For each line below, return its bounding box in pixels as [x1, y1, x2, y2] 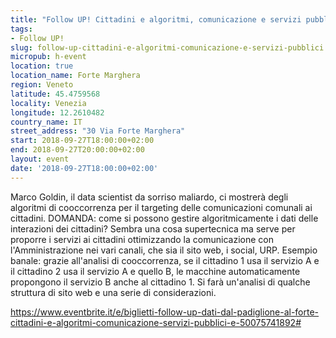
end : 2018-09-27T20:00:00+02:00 [10, 145, 145, 155]
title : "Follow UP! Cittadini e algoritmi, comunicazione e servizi [10, 14, 302, 25]
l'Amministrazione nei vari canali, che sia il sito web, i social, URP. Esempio [10, 244, 318, 256]
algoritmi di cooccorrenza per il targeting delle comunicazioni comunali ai [10, 201, 313, 213]
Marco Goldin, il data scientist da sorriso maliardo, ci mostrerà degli [10, 191, 289, 203]
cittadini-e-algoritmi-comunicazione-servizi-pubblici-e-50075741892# [10, 316, 302, 328]
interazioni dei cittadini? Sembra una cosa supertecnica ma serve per [10, 222, 296, 235]
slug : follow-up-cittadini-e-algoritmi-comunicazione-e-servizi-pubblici [10, 42, 325, 53]
